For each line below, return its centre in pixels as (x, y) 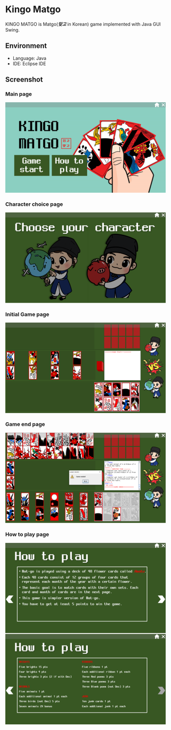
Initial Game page (27, 314)
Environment (26, 46)
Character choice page (34, 204)
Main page (19, 94)
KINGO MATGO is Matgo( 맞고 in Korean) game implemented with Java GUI (83, 24)
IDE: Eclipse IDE (29, 63)
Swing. (12, 30)
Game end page (25, 424)
